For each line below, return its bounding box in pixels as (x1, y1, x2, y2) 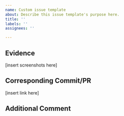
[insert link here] (5, 89, 39, 95)
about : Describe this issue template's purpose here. (5, 12, 120, 17)
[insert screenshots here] (5, 62, 57, 68)
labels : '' (5, 21, 28, 26)
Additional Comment (5, 104, 71, 113)
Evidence (5, 48, 35, 57)
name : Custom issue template (5, 7, 66, 12)
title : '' (5, 16, 26, 21)
